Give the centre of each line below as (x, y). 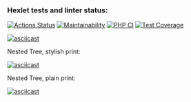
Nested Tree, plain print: (41, 78)
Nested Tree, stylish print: (44, 52)
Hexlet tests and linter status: (58, 10)
